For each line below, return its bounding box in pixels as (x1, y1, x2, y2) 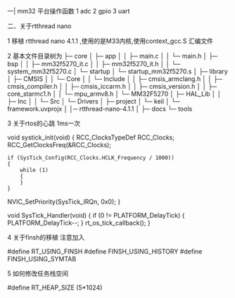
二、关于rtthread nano (7, 22, 72, 30)
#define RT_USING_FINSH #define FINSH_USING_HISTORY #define (7, 247, 203, 256)
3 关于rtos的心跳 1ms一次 (7, 119, 81, 128)
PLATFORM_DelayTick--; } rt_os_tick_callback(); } (7, 218, 151, 227)
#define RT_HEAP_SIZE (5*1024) (7, 283, 103, 292)
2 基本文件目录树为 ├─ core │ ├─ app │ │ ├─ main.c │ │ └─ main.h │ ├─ (7, 52, 218, 60)
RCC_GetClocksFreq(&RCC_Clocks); (7, 141, 111, 149)
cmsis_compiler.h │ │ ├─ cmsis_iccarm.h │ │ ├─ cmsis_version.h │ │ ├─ (7, 82, 217, 90)
